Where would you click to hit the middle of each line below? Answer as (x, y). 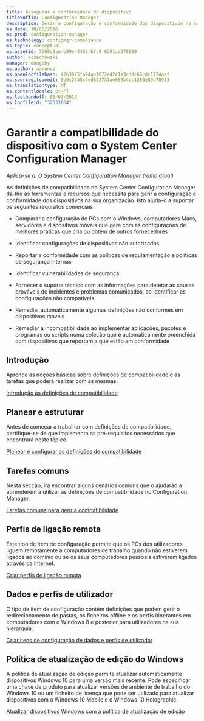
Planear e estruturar (45, 412)
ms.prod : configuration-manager (47, 35)
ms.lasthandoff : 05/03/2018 (42, 97)
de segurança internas (43, 261)
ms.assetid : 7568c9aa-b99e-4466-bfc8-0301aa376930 (72, 52)
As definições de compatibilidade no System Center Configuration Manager (101, 187)
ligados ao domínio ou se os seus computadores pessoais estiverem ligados (102, 557)
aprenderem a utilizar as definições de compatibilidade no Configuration (97, 492)
